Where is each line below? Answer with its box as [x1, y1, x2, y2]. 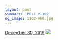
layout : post [5, 7, 32, 12]
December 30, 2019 [5, 30, 45, 36]
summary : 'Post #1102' [5, 12, 51, 16]
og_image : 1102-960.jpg [5, 16, 54, 21]
